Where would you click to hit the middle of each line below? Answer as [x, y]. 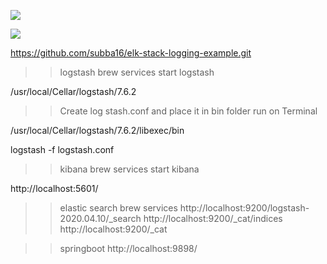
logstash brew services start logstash [137, 72]
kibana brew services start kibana [129, 169]
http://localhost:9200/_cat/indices [213, 218]
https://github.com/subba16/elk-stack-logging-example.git [131, 53]
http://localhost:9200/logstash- [244, 208]
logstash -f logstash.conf [62, 149]
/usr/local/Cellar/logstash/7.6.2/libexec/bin [97, 130]
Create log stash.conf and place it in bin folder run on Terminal [188, 111]
